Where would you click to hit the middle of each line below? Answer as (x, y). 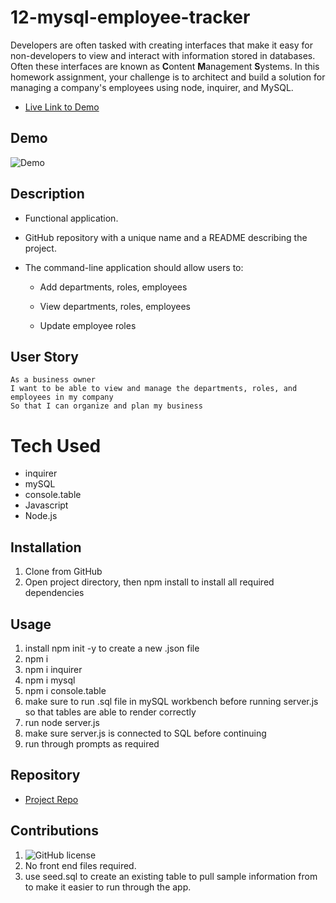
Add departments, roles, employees (113, 287)
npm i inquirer (53, 669)
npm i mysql (50, 680)
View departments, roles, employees (115, 306)
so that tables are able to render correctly (110, 712)
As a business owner (53, 380)
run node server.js (62, 722)
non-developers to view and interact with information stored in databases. (163, 55)
